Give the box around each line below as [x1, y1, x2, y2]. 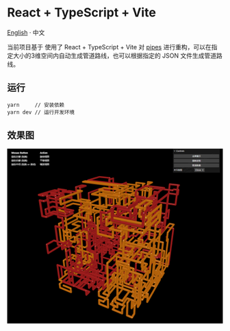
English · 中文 [7, 28, 45, 36]
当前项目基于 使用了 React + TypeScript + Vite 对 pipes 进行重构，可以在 [7, 42, 212, 51]
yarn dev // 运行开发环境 [7, 108, 75, 116]
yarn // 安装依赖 [7, 101, 65, 108]
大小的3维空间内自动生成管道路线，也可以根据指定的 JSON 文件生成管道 [12, 51, 217, 60]
